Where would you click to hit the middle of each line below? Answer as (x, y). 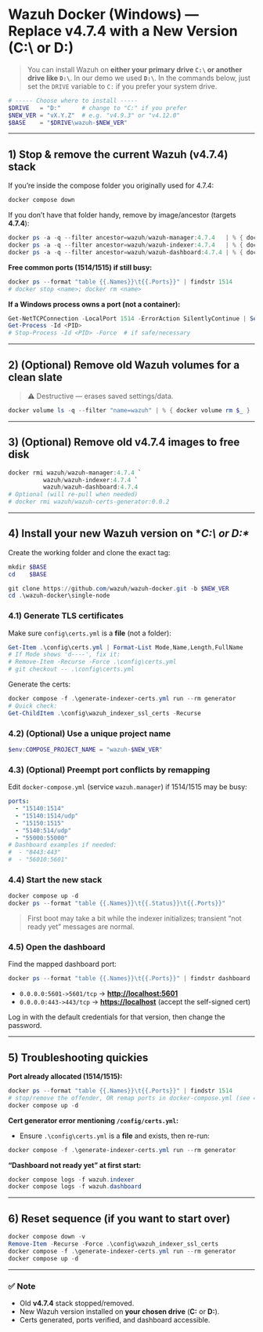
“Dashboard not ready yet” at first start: (75, 1165)
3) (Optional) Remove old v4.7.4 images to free (124, 443)
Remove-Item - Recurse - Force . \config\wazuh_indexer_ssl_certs (113, 1244)
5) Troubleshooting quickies (78, 1058)
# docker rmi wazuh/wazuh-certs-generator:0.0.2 (89, 502)
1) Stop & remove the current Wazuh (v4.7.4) (118, 154)
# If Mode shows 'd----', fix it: (65, 655)
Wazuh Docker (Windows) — (104, 15)
